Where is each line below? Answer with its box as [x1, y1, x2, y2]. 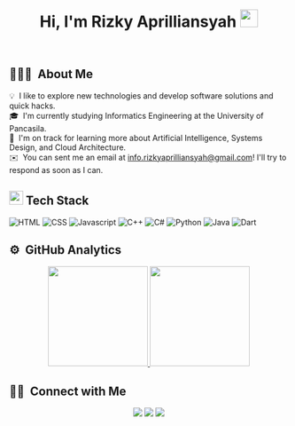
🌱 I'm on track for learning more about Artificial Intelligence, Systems [9, 132, 263, 143]
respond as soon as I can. [9, 164, 104, 175]
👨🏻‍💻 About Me [9, 67, 93, 82]
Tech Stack [25, 193, 89, 209]
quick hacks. [9, 100, 56, 111]
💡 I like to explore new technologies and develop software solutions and [9, 90, 274, 101]
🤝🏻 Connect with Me [9, 383, 127, 398]
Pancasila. [9, 122, 47, 133]
